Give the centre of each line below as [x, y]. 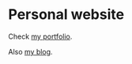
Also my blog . [30, 51]
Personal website [66, 15]
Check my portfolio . [40, 36]
